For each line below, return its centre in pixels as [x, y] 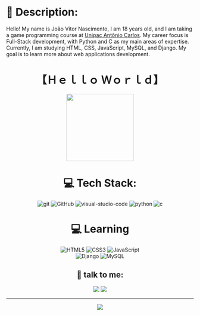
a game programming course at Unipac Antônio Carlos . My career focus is [97, 35]
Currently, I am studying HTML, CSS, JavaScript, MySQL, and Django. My [96, 48]
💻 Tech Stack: [100, 183]
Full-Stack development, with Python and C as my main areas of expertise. [98, 41]
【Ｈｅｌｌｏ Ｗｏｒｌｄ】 [100, 80]
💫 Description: [42, 12]
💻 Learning [100, 229]
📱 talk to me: [100, 275]
